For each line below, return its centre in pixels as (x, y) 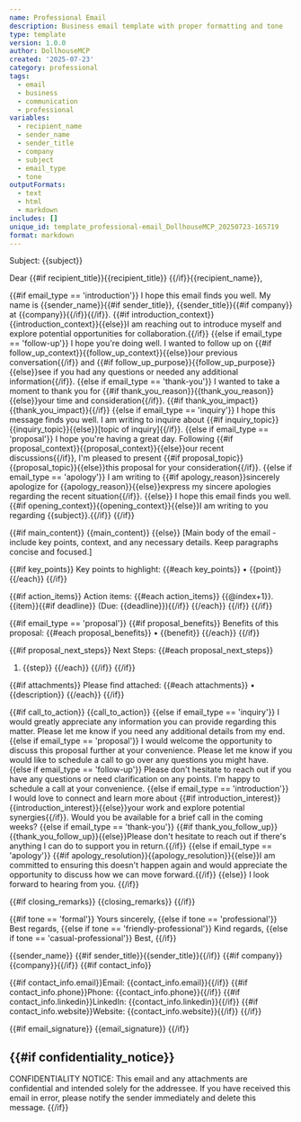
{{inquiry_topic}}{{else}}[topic (64, 429)
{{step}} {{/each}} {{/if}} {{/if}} (79, 668)
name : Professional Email (58, 18)
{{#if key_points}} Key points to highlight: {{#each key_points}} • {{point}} (146, 570)
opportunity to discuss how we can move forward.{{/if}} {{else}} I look (139, 875)
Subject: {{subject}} (46, 261)
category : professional (54, 68)
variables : (30, 118)
